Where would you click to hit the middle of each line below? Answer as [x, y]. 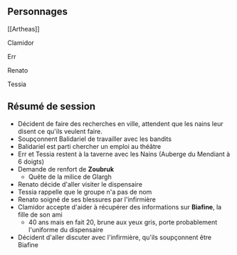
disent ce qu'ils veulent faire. [60, 131]
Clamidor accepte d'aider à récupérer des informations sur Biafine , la [120, 207]
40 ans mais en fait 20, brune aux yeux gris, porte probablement [123, 222]
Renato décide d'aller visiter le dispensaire [80, 184]
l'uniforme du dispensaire [66, 229]
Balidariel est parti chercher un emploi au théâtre [89, 146]
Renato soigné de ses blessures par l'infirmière [87, 199]
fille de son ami [40, 214]
